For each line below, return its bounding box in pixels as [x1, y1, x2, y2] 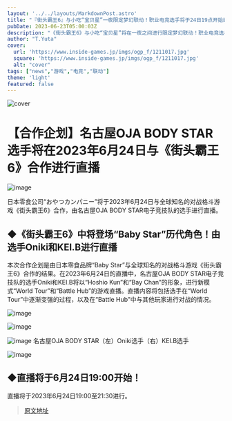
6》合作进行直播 [7, 160, 100, 176]
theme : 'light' [7, 74, 51, 81]
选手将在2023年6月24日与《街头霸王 [7, 143, 220, 158]
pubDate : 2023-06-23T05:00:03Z [7, 23, 97, 30]
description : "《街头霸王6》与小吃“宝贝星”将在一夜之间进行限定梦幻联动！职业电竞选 [7, 29, 224, 37]
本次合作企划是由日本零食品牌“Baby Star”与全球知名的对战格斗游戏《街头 [7, 261, 216, 269]
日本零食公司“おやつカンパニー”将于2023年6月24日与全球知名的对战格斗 [7, 198, 214, 206]
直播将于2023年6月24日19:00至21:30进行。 [7, 391, 131, 400]
